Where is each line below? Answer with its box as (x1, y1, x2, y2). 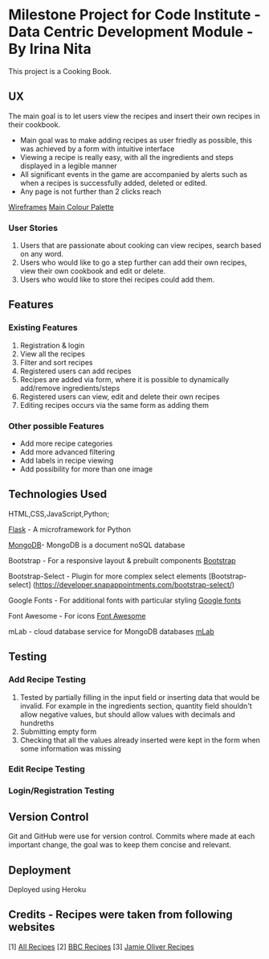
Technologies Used (8, 488, 107, 501)
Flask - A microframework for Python (8, 525, 131, 534)
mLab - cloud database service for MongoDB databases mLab (8, 626, 214, 636)
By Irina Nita (8, 40, 92, 58)
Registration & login (19, 340, 85, 350)
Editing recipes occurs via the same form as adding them (19, 400, 210, 410)
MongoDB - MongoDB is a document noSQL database (8, 540, 185, 549)
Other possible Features (8, 420, 104, 431)
